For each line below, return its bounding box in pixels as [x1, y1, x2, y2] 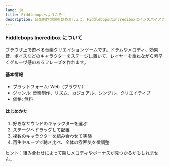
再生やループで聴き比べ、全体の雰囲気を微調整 [12, 139, 110, 145]
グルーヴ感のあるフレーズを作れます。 [9, 59, 89, 65]
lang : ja [5, 7, 24, 13]
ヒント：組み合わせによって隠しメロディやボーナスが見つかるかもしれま [5, 150, 154, 156]
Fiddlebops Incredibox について [5, 34, 83, 41]
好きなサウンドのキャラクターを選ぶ [12, 121, 88, 127]
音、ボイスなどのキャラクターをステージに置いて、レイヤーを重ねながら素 [5, 53, 159, 59]
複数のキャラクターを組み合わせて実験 [12, 133, 92, 139]
